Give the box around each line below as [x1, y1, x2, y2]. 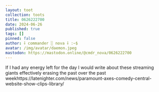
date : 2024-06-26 [5, 21, 43, 27]
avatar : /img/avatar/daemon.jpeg [5, 45, 77, 51]
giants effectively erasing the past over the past [5, 70, 106, 76]
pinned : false [5, 36, 36, 41]
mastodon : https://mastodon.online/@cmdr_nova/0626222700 [5, 50, 132, 55]
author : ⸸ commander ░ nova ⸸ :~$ [5, 41, 78, 46]
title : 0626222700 [5, 17, 45, 22]
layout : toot [5, 7, 33, 13]
